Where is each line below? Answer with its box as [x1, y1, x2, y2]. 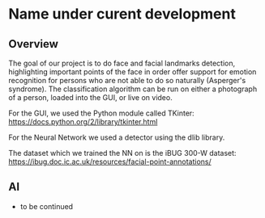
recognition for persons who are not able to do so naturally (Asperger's [8, 76, 246, 85]
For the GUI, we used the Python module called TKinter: [8, 108, 194, 118]
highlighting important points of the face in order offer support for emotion [8, 67, 257, 77]
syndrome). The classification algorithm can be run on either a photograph [8, 84, 258, 94]
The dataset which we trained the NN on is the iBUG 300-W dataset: [8, 149, 237, 157]
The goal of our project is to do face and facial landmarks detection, [8, 58, 236, 68]
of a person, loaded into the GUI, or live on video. [8, 93, 173, 102]
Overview [8, 37, 59, 51]
